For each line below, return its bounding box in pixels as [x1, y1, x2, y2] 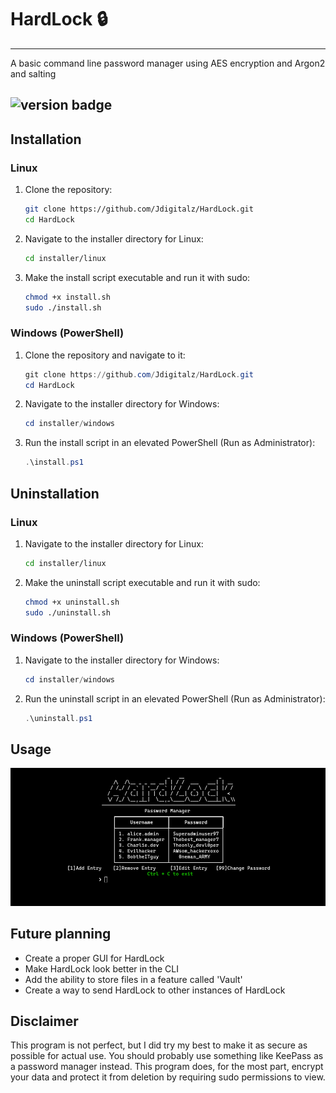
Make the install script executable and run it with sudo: [24, 271, 251, 283]
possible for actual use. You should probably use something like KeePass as [10, 1050, 324, 1062]
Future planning [10, 926, 112, 943]
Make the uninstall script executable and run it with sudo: [24, 576, 261, 588]
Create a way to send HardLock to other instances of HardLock [24, 984, 286, 996]
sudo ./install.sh [24, 302, 102, 313]
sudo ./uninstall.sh [24, 607, 111, 618]
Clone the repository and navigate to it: [24, 349, 186, 361]
